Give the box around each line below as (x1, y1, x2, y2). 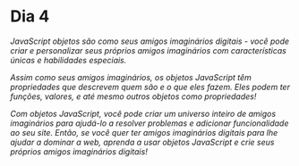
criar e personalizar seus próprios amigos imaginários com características (10, 45, 287, 55)
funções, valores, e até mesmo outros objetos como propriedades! (10, 91, 257, 102)
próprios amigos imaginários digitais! (10, 145, 149, 157)
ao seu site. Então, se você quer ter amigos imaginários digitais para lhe (10, 127, 278, 137)
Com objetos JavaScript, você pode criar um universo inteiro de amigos (10, 108, 277, 119)
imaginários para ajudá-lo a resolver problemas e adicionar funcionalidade (10, 118, 289, 129)
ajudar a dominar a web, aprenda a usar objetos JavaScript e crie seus (10, 137, 275, 147)
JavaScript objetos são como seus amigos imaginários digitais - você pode (10, 36, 290, 46)
